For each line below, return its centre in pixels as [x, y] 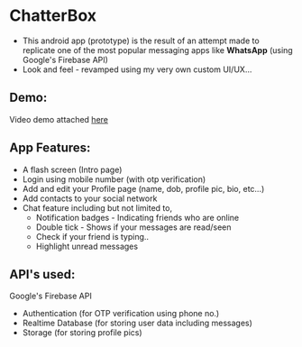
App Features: [50, 148]
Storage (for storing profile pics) [82, 333]
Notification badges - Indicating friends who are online [137, 217]
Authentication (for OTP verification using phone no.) [121, 314]
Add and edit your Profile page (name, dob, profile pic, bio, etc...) [143, 188]
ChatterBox [53, 16]
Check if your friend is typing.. [92, 236]
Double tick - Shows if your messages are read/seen [133, 227]
